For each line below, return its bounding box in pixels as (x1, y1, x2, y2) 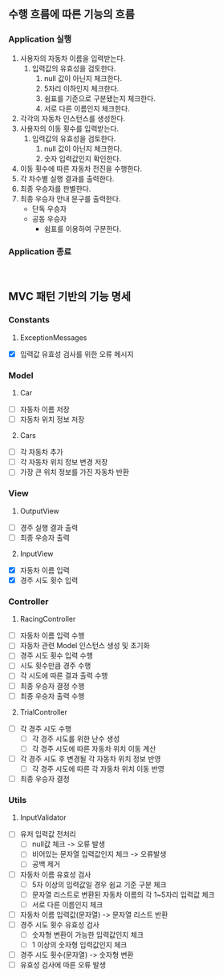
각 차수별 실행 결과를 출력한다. (19, 173, 115, 183)
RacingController (19, 614, 76, 624)
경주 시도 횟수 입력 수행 (19, 651, 94, 660)
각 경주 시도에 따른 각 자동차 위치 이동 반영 (31, 764, 164, 773)
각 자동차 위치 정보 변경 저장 (19, 457, 108, 467)
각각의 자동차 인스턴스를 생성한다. (19, 113, 126, 123)
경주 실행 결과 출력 (19, 522, 79, 532)
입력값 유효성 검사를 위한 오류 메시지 (19, 349, 134, 359)
